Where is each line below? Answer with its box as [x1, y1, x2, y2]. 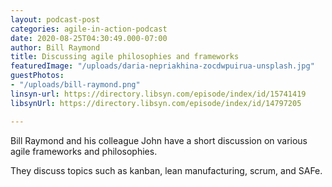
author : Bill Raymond [10, 42, 101, 53]
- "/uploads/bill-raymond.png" [10, 80, 141, 90]
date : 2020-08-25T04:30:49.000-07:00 [10, 33, 168, 43]
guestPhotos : [10, 71, 65, 81]
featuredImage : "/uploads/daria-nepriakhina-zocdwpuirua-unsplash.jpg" [10, 61, 315, 71]
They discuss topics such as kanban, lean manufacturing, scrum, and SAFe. [10, 164, 323, 176]
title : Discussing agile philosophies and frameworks [10, 52, 240, 62]
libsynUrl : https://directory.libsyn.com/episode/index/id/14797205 [10, 98, 302, 108]
